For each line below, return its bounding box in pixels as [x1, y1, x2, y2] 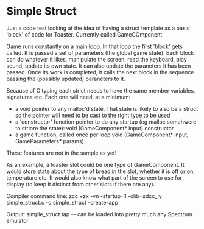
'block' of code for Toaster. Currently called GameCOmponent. [6, 30, 164, 38]
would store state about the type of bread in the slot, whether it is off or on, [6, 167, 195, 175]
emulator [6, 217, 29, 224]
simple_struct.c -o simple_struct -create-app [6, 199, 119, 206]
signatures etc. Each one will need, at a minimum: [6, 93, 131, 100]
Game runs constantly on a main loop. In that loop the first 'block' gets [6, 43, 183, 50]
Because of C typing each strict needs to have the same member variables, [6, 86, 195, 94]
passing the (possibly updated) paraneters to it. [6, 75, 126, 82]
